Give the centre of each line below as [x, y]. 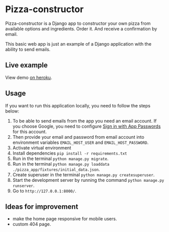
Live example [26, 65]
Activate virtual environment [42, 147]
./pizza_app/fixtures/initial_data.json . [56, 169]
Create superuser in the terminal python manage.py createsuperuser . [83, 175]
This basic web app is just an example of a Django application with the [78, 44]
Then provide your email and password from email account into [78, 137]
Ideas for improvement [42, 206]
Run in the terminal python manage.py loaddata [61, 164]
